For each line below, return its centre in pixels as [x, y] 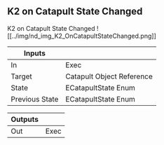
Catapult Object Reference [109, 76]
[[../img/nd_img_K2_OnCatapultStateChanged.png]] [82, 36]
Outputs [25, 119]
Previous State [35, 99]
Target [22, 76]
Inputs [34, 53]
